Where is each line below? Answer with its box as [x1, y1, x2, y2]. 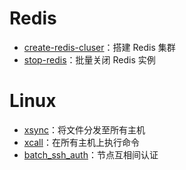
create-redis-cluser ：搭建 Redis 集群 [23, 41, 176, 53]
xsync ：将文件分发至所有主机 [23, 123, 146, 136]
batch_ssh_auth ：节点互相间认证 [23, 148, 159, 161]
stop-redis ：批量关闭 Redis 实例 [23, 53, 156, 66]
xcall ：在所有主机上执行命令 [23, 136, 140, 148]
